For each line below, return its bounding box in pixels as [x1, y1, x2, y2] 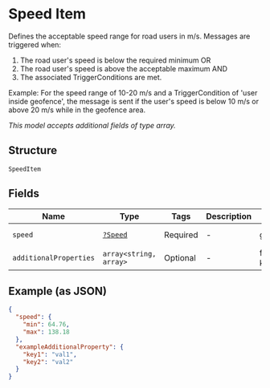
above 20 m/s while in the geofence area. [8, 105, 146, 115]
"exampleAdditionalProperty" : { [15, 342, 125, 351]
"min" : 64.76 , [22, 321, 70, 329]
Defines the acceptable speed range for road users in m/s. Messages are [8, 31, 251, 41]
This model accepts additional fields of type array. [8, 120, 177, 130]
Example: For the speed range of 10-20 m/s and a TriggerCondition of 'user [8, 87, 258, 97]
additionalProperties [12, 253, 95, 262]
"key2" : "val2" [22, 358, 74, 366]
